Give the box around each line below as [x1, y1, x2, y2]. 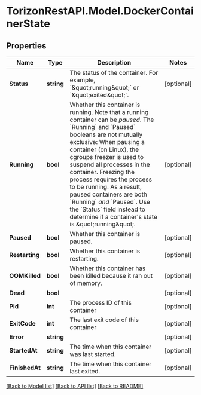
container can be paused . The [69, 115, 154, 124]
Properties [6, 41, 47, 51]
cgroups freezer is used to [69, 153, 144, 161]
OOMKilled [9, 272, 41, 280]
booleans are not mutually [69, 130, 143, 139]
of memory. [69, 279, 103, 287]
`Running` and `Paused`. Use [69, 198, 151, 206]
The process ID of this [69, 299, 132, 307]
